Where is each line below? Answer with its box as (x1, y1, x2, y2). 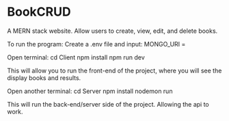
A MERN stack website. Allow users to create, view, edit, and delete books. (7, 27, 218, 35)
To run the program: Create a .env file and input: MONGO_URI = (7, 40, 186, 48)
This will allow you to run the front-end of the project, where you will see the (7, 66, 222, 75)
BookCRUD (7, 4, 71, 20)
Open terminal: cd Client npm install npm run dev (7, 53, 145, 62)
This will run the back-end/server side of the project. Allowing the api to (7, 100, 210, 108)
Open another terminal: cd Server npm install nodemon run (7, 87, 173, 95)
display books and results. (7, 73, 81, 82)
